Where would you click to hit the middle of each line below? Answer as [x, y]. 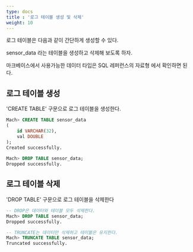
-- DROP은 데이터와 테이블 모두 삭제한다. [51, 210]
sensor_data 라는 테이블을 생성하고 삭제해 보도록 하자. [69, 53]
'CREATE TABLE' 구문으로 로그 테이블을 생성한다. [64, 109]
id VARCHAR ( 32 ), [37, 131]
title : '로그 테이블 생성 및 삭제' [45, 17]
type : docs [20, 12]
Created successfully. [34, 148]
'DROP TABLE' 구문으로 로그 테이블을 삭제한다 [60, 199]
